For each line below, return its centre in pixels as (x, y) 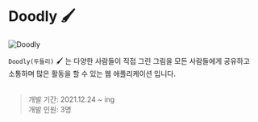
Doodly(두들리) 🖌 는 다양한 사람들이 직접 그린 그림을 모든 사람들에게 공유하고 (129, 61)
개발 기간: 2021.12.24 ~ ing (71, 99)
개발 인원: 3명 (50, 109)
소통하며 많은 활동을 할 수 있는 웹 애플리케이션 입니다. (92, 74)
